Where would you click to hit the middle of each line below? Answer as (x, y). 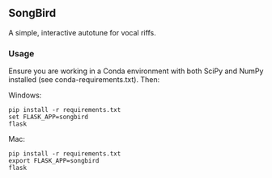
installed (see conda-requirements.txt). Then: (84, 80)
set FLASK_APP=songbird (49, 117)
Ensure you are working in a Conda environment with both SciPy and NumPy (136, 71)
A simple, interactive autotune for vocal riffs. (82, 32)
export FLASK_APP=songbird (54, 161)
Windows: (25, 95)
